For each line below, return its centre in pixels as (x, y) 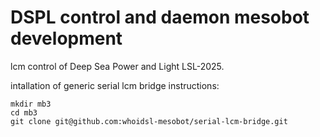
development (66, 38)
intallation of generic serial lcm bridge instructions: (115, 85)
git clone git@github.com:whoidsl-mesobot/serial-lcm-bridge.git (149, 121)
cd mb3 (24, 112)
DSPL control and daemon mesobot (160, 17)
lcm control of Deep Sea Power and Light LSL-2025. (117, 66)
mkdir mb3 (31, 104)
